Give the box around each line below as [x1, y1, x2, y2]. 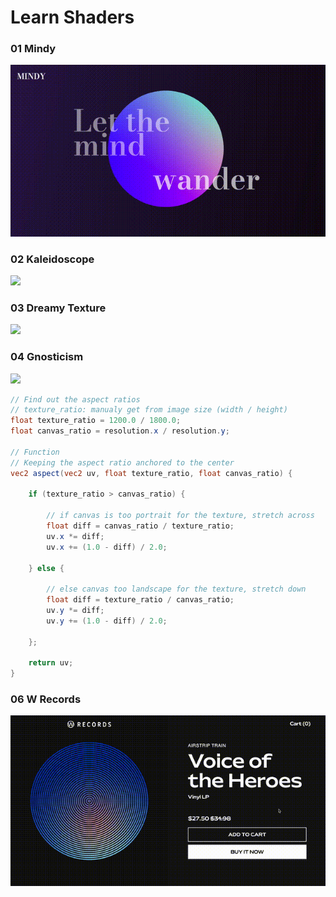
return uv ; [28, 658, 74, 668]
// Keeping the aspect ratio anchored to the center [10, 457, 235, 468]
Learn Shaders [10, 6, 135, 29]
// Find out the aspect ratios [10, 394, 141, 405]
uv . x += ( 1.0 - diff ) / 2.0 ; [46, 542, 168, 552]
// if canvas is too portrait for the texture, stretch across [46, 511, 315, 521]
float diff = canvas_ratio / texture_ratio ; [46, 521, 235, 531]
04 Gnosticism [10, 350, 84, 364]
